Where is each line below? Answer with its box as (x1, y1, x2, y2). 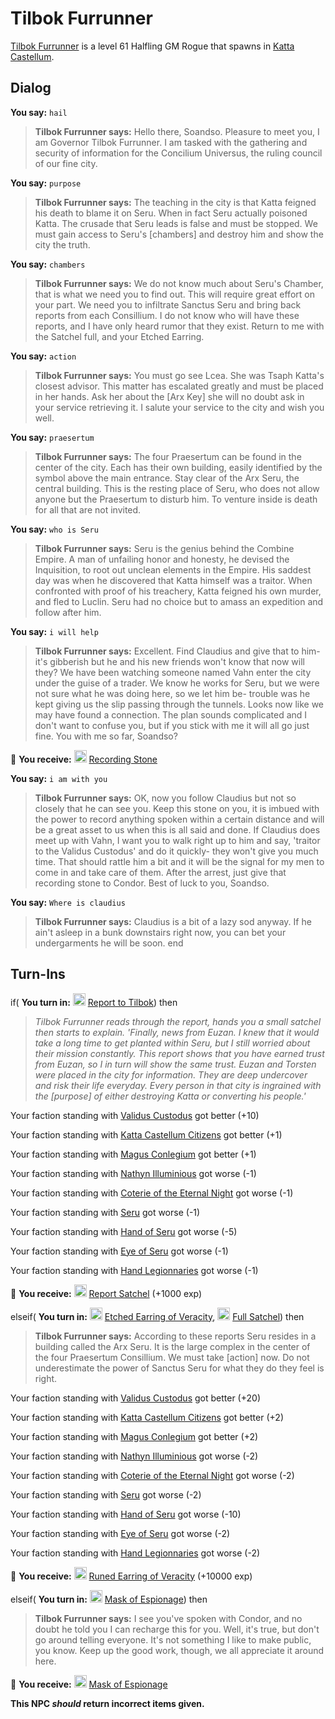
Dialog (10, 80, 52, 97)
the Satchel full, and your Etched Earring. (34, 330, 205, 342)
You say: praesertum (10, 431, 95, 443)
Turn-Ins (10, 966, 66, 983)
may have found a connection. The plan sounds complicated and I (34, 708, 308, 721)
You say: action (10, 350, 77, 362)
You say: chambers (10, 258, 86, 270)
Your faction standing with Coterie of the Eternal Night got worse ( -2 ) (10, 1469, 295, 1481)
